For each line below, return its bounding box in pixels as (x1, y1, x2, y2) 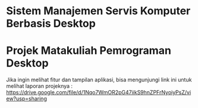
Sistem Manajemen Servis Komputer (6, 4, 191, 18)
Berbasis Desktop (6, 17, 96, 30)
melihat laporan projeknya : (6, 82, 73, 90)
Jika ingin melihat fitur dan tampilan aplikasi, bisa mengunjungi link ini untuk (6, 76, 192, 84)
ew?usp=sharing (6, 95, 48, 102)
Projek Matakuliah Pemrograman (6, 44, 171, 58)
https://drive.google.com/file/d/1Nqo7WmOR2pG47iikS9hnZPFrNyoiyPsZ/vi (6, 89, 191, 96)
